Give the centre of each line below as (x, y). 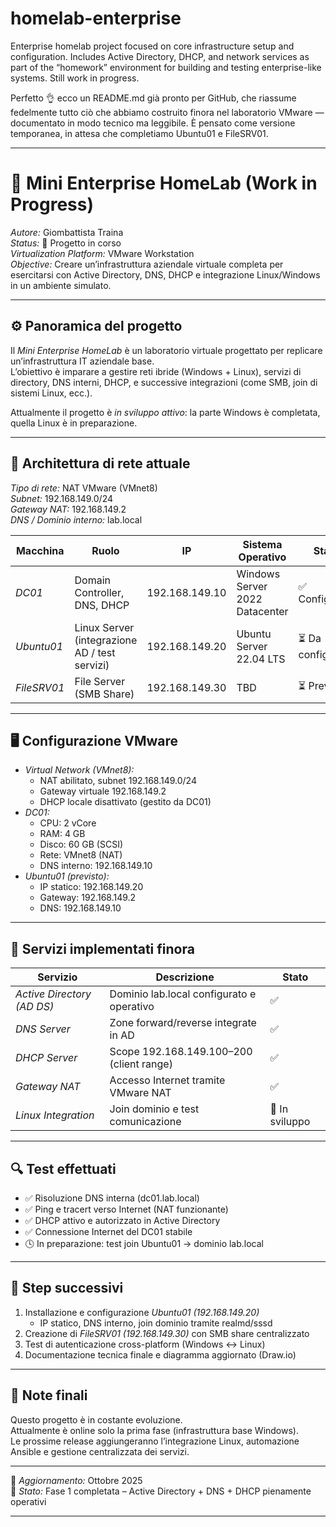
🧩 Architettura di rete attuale (100, 463)
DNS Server (43, 1029)
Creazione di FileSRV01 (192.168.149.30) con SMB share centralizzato (167, 1333)
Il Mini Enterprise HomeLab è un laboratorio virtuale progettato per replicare (166, 350)
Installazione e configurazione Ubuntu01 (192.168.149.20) (142, 1312)
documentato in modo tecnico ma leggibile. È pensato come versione (153, 123)
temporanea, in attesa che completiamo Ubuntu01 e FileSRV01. (139, 133)
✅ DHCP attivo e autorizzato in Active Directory (122, 1220)
